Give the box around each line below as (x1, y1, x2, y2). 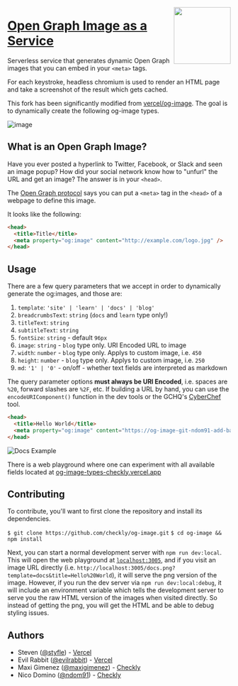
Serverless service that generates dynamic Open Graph (7, 56, 170, 65)
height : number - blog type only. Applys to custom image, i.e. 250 (17, 356, 205, 365)
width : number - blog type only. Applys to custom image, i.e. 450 (17, 349, 202, 357)
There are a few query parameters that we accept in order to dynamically (7, 282, 221, 290)
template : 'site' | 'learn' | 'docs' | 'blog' (17, 303, 155, 312)
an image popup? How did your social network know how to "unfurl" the (7, 167, 218, 175)
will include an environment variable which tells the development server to (7, 586, 225, 594)
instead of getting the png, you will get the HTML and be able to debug (7, 601, 215, 610)
